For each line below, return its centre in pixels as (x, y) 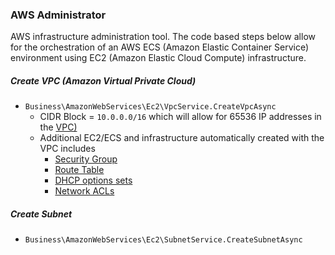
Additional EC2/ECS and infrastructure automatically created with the (182, 138)
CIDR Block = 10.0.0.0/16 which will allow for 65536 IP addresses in (180, 117)
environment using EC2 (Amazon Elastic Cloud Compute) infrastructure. (158, 58)
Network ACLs (84, 191)
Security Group (86, 159)
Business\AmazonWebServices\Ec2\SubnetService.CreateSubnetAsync (163, 240)
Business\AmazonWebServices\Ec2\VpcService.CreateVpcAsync (150, 107)
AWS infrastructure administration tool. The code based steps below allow (163, 37)
